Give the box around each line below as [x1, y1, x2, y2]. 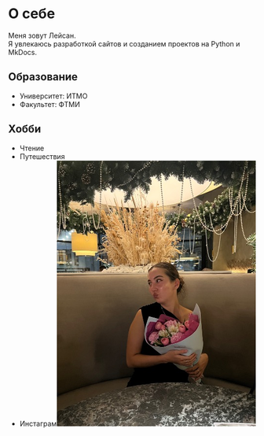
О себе [8, 5, 56, 23]
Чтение [19, 143, 45, 153]
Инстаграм [19, 419, 57, 428]
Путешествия [19, 151, 65, 161]
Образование [8, 70, 79, 83]
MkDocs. [8, 47, 38, 57]
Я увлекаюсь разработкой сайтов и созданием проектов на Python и [8, 39, 240, 48]
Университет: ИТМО [19, 91, 88, 101]
